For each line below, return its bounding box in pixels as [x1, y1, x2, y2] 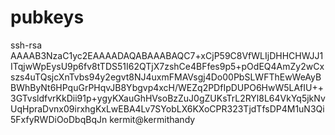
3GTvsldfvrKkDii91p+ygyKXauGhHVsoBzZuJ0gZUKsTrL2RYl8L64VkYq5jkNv [10, 92, 326, 104]
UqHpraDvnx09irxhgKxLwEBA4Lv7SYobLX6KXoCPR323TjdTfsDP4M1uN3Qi [10, 102, 325, 115]
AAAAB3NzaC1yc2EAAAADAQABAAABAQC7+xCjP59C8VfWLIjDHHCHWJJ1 [10, 49, 324, 61]
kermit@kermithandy [109, 113, 196, 125]
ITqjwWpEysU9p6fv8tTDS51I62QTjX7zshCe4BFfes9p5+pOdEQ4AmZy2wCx [10, 60, 325, 72]
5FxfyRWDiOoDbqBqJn [10, 113, 108, 125]
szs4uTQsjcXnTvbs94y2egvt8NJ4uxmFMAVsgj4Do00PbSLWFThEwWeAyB [10, 71, 322, 83]
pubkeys [10, 6, 85, 29]
